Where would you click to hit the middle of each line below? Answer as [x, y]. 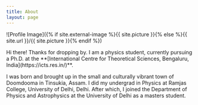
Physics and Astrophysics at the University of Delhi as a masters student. [96, 95]
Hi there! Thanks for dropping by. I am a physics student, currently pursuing [99, 52]
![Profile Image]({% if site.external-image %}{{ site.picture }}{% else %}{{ [97, 34]
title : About [22, 12]
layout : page [22, 17]
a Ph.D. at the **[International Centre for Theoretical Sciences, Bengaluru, [98, 58]
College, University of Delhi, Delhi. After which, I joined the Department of [97, 89]
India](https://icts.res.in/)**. [40, 65]
